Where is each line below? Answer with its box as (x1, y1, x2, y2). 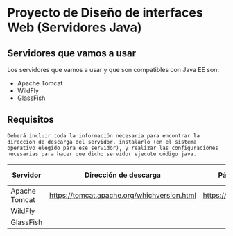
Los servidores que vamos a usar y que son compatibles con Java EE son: (7, 66, 220, 74)
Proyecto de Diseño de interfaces (7, 5, 203, 21)
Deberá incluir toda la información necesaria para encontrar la (7, 132, 200, 140)
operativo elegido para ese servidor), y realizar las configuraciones (7, 144, 218, 151)
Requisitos (7, 114, 54, 126)
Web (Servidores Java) (7, 19, 142, 35)
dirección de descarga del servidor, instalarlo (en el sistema (7, 138, 197, 145)
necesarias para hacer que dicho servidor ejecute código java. (7, 151, 197, 158)
